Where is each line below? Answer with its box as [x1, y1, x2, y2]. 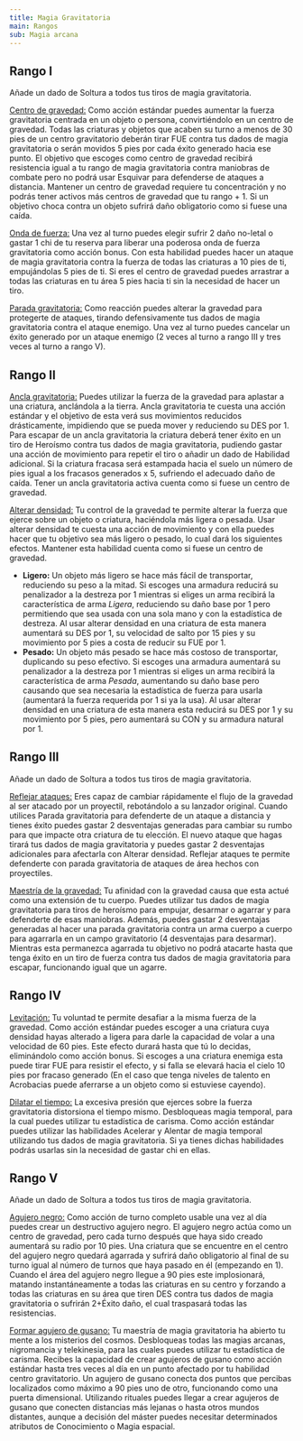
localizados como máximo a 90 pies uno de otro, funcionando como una [9, 1382, 279, 1394]
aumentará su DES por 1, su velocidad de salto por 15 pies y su [22, 628, 255, 638]
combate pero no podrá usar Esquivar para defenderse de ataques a [9, 172, 264, 183]
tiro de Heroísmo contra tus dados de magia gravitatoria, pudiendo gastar [9, 439, 282, 449]
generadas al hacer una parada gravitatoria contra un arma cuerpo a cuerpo [9, 923, 293, 934]
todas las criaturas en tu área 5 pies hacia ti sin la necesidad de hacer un [9, 276, 280, 287]
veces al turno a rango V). [9, 341, 106, 352]
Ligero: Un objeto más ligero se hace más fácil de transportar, [22, 570, 253, 580]
